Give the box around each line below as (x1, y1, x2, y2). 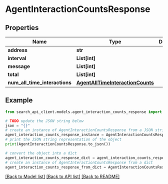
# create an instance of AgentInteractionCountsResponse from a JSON (5, 127, 153, 133)
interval (7, 55, 26, 61)
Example (5, 96, 33, 104)
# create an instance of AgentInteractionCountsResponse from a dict (5, 160, 153, 165)
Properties (5, 23, 39, 32)
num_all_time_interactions (7, 79, 71, 86)
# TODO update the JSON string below (5, 118, 84, 123)
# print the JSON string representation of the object (5, 137, 122, 142)
